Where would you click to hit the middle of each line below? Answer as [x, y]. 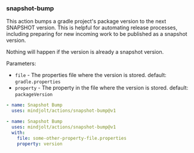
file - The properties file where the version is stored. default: [91, 75]
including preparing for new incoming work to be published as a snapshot [97, 34]
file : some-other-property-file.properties [72, 138]
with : [19, 133]
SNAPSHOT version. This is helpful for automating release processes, [92, 27]
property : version [40, 144]
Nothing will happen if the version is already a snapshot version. [85, 52]
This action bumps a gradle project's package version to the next [86, 22]
